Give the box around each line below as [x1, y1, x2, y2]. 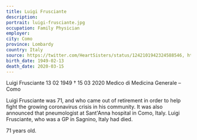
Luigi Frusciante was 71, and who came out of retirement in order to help [6, 97, 181, 104]
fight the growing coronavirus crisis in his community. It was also [6, 104, 163, 111]
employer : [6, 31, 30, 36]
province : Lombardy [6, 42, 54, 48]
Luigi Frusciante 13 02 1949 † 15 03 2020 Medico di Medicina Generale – [6, 79, 181, 86]
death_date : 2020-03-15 [6, 63, 64, 69]
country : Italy [6, 47, 43, 53]
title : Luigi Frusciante [6, 8, 67, 15]
